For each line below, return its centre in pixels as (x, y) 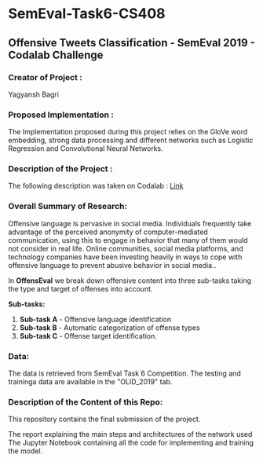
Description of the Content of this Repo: (86, 401)
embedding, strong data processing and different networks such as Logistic (131, 140)
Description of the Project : (60, 169)
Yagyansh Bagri (33, 94)
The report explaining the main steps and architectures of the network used (130, 434)
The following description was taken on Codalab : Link (96, 186)
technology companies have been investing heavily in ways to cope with (125, 257)
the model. (26, 451)
